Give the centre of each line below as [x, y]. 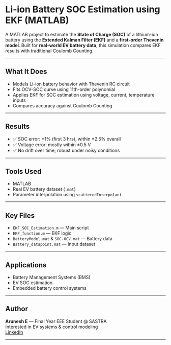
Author [17, 309]
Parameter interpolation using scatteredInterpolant [67, 195]
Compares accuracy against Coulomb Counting [62, 105]
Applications [26, 265]
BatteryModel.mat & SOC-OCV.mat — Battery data [63, 239]
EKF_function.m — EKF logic [42, 233]
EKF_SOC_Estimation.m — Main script [51, 228]
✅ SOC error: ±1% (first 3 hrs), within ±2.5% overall [67, 139]
